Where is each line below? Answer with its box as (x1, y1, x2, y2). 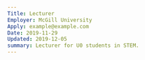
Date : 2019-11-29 (7, 29, 58, 37)
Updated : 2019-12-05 (7, 36, 68, 43)
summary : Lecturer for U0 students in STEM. (7, 42, 139, 49)
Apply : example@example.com (7, 23, 90, 30)
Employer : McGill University (7, 17, 92, 23)
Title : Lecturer (7, 10, 55, 17)
